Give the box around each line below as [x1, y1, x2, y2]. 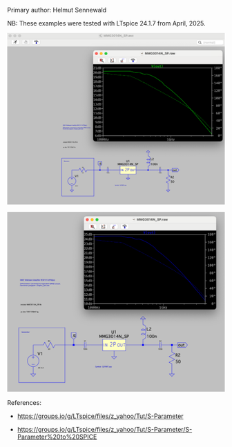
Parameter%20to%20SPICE [17, 433, 97, 441]
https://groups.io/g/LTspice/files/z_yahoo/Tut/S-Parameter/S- [17, 426, 193, 434]
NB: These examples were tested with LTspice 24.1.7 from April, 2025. [7, 19, 206, 27]
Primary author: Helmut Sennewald [7, 6, 107, 14]
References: [7, 399, 41, 407]
